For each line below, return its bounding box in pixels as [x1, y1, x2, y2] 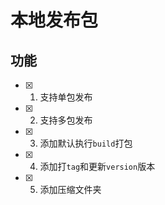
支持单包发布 [39, 91, 93, 103]
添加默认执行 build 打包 [39, 137, 133, 149]
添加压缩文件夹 [39, 184, 102, 195]
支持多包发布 [39, 114, 93, 126]
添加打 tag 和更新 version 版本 [39, 161, 156, 172]
